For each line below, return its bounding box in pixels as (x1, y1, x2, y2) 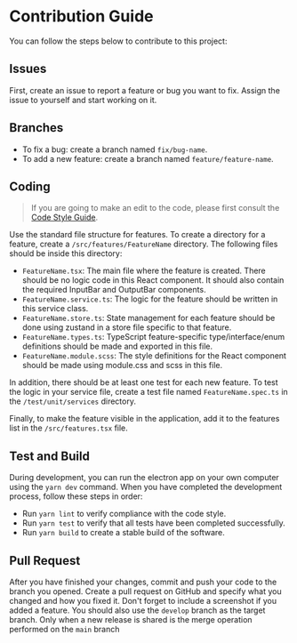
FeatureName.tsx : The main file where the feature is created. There (21, 265, 267, 277)
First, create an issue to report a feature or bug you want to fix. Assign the (9, 84, 280, 95)
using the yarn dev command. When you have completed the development (9, 482, 283, 493)
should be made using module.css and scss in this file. (21, 360, 223, 371)
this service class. (21, 303, 89, 314)
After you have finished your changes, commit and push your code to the (9, 576, 277, 587)
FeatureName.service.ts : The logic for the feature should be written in (21, 293, 278, 304)
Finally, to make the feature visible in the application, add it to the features (9, 414, 280, 424)
